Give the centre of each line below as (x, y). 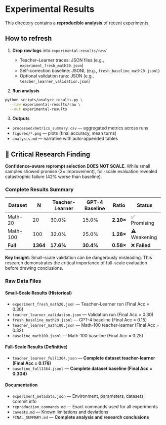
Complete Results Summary (40, 189)
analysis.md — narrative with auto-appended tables (65, 139)
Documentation (21, 385)
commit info (24, 401)
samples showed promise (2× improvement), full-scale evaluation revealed (81, 172)
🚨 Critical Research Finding (48, 154)
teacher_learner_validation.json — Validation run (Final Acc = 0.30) (83, 314)
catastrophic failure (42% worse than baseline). (54, 177)
